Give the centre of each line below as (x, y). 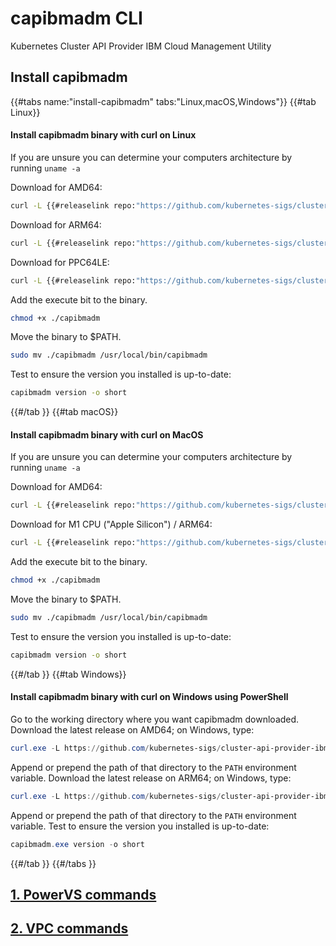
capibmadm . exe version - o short (77, 844)
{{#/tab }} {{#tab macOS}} (64, 412)
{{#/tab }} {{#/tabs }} (53, 863)
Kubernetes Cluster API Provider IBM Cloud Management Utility (141, 46)
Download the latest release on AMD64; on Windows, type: (132, 729)
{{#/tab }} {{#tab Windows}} (68, 674)
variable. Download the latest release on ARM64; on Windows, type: (151, 778)
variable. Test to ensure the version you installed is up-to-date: (140, 826)
